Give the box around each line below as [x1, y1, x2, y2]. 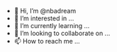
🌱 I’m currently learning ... [13, 22, 90, 30]
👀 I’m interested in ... [13, 14, 74, 22]
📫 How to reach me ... [13, 37, 80, 45]
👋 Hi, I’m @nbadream [13, 7, 77, 15]
